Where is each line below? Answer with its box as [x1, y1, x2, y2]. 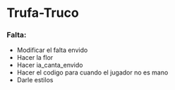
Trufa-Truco [6, 5, 79, 21]
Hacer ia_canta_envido [16, 61, 83, 70]
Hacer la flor [16, 53, 54, 62]
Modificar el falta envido [16, 46, 88, 54]
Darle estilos [16, 76, 54, 84]
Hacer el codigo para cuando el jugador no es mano [16, 68, 169, 77]
